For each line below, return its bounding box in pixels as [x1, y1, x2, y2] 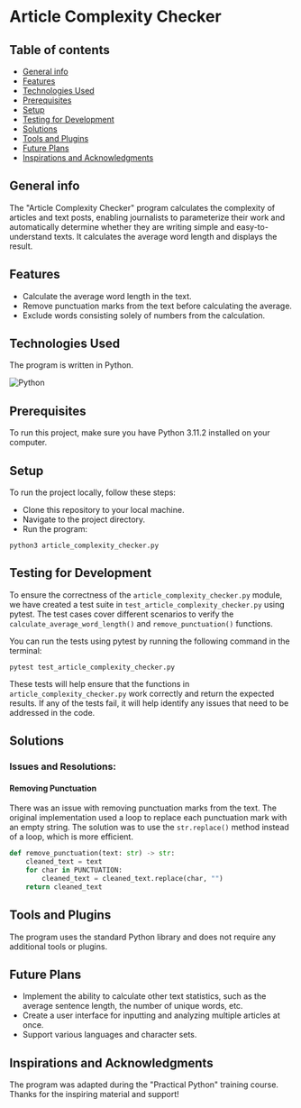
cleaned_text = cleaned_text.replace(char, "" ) [41, 874, 223, 884]
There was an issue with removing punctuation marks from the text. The [9, 802, 278, 813]
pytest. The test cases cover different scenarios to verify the [9, 609, 234, 619]
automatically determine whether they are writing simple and [9, 221, 235, 232]
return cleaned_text [25, 882, 103, 892]
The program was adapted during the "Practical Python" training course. [9, 1079, 279, 1090]
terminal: [9, 645, 42, 655]
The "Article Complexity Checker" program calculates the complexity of [9, 202, 276, 213]
